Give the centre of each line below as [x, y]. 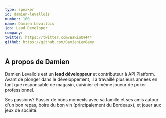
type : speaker [20, 10]
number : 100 [17, 19]
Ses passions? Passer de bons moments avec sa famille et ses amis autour [82, 99]
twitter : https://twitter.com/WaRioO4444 [49, 38]
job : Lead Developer [27, 28]
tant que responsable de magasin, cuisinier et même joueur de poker [76, 84]
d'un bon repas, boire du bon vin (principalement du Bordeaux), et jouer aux [83, 105]
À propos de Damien [37, 62]
